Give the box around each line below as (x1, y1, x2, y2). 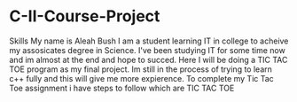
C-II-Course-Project (9, 6, 160, 27)
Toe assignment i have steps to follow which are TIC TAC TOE (9, 82, 235, 93)
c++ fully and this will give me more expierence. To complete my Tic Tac (9, 73, 275, 83)
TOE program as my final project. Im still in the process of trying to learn (9, 64, 272, 75)
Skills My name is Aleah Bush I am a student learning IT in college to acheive (9, 35, 289, 46)
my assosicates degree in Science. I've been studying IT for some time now (9, 44, 285, 55)
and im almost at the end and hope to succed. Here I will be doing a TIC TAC (9, 54, 288, 65)
